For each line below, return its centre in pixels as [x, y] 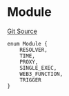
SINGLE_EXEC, [38, 68]
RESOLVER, [34, 50]
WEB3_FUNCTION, [41, 74]
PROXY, [29, 62]
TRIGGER [30, 80]
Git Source [22, 31]
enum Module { [28, 44]
